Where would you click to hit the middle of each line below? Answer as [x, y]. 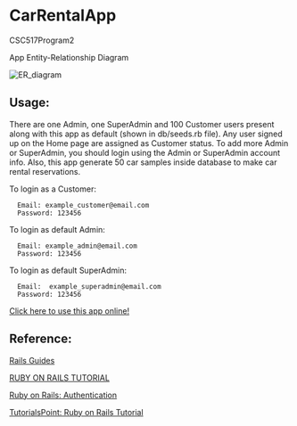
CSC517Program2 [42, 40]
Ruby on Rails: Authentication [63, 395]
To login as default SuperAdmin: [68, 270]
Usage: [30, 103]
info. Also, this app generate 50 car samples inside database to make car [143, 162]
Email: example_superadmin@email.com [90, 286]
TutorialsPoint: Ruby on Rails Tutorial [77, 412]
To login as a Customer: [53, 189]
